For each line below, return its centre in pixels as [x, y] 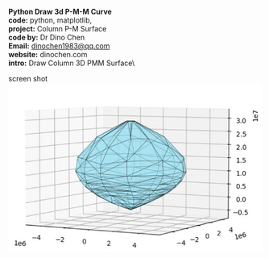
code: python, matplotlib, [50, 20]
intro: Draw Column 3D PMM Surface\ [72, 63]
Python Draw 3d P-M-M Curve [60, 12]
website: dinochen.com [48, 54]
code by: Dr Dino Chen [47, 37]
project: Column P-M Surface [58, 29]
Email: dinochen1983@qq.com [59, 46]
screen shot [28, 79]
